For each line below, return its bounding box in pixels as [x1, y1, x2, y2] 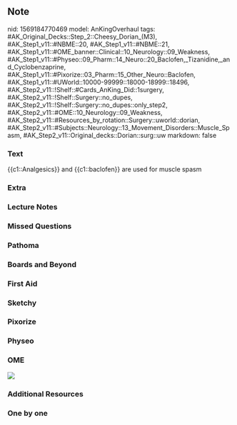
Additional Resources [7, 389, 84, 399]
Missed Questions [7, 221, 72, 231]
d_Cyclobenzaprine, [7, 62, 66, 71]
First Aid [7, 279, 38, 289]
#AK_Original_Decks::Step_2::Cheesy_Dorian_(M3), [7, 32, 158, 41]
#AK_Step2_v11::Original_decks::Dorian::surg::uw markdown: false [23, 131, 217, 139]
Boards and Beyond [7, 259, 77, 269]
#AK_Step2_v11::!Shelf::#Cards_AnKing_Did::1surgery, [7, 85, 164, 94]
